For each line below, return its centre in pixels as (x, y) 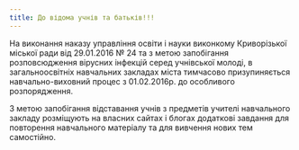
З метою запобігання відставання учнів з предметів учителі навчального (150, 108)
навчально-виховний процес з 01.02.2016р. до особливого (122, 81)
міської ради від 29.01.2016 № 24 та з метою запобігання (119, 53)
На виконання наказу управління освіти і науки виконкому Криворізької (148, 43)
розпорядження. (41, 91)
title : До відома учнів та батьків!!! (82, 18)
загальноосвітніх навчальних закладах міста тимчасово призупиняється (150, 72)
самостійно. (33, 137)
